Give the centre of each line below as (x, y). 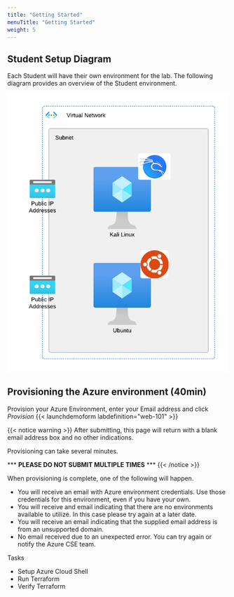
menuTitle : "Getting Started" (51, 22)
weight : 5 (22, 29)
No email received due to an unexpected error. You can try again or (115, 537)
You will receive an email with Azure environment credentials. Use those (122, 492)
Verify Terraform (41, 586)
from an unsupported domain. (60, 529)
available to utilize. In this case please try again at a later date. (107, 514)
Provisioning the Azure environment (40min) (107, 392)
